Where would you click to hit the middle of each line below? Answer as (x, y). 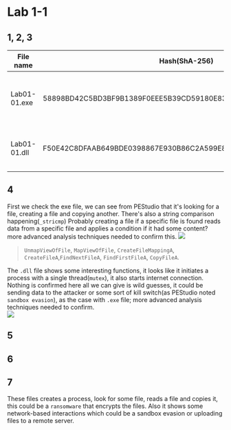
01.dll (20, 152)
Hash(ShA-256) (186, 61)
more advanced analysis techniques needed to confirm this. (92, 236)
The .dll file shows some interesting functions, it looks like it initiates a (108, 270)
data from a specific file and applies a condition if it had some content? (108, 228)
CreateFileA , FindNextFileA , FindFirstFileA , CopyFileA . (102, 257)
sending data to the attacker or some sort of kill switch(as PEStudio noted (111, 292)
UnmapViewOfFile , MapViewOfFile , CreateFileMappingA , (99, 250)
